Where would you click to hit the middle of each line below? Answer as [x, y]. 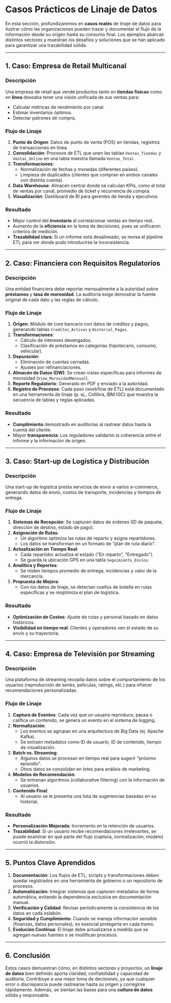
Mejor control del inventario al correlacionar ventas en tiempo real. [83, 221]
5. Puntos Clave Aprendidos [50, 863]
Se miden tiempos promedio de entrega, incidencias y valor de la [88, 571]
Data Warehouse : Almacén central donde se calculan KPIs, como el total [89, 185]
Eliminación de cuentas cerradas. [55, 362]
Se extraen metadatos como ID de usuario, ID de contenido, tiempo [91, 742]
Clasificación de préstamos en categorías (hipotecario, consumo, [89, 346]
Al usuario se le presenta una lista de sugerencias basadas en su [88, 796]
